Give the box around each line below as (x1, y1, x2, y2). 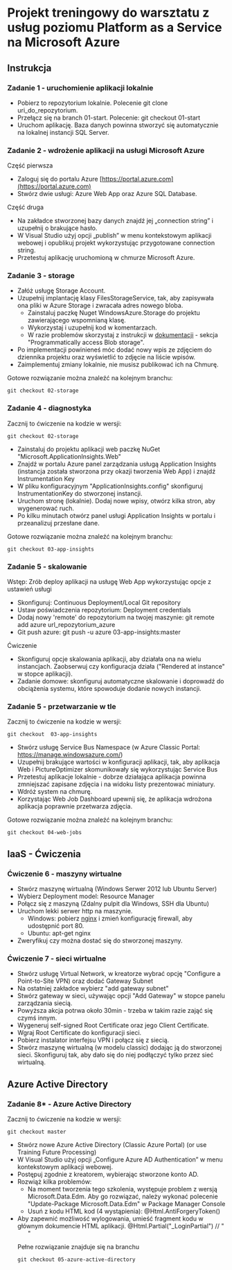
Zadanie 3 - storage (7, 271, 75, 281)
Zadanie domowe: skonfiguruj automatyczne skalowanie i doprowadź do (17, 677, 224, 685)
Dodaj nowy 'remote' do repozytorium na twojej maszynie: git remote (17, 613, 215, 621)
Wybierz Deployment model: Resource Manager (17, 892, 154, 901)
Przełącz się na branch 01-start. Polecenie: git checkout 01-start (17, 113, 201, 122)
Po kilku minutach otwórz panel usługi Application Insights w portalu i (17, 511, 216, 519)
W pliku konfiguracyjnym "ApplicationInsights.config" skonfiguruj (17, 482, 203, 490)
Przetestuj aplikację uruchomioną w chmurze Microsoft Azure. (17, 254, 195, 262)
